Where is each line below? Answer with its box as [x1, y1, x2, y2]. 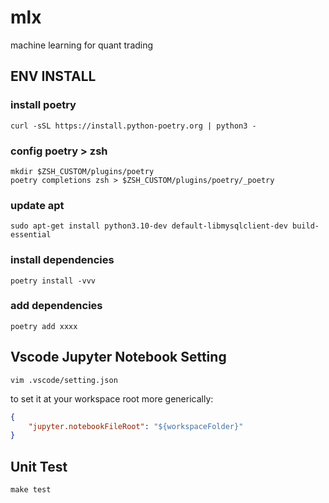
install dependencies [10, 253, 115, 267]
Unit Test [10, 458, 68, 475]
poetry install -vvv [10, 276, 97, 286]
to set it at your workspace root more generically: [10, 392, 214, 405]
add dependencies [10, 299, 103, 313]
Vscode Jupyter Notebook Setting [10, 349, 227, 366]
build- [292, 221, 320, 231]
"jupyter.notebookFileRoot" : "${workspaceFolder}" [28, 421, 244, 431]
